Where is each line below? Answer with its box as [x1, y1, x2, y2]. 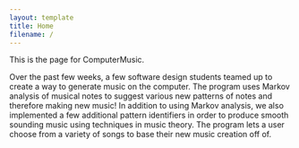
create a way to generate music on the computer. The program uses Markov [9, 82, 291, 92]
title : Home [9, 22, 54, 30]
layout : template [9, 13, 74, 22]
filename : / [9, 30, 54, 39]
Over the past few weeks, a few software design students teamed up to [9, 72, 273, 83]
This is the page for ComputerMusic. [9, 55, 145, 65]
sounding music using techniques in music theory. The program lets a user [9, 119, 285, 130]
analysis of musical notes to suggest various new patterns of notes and [9, 91, 273, 101]
